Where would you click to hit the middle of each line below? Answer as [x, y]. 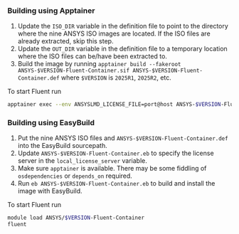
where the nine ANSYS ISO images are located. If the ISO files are [114, 33]
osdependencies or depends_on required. [75, 176]
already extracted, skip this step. [65, 41]
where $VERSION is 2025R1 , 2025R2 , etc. [116, 78]
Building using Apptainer [51, 11]
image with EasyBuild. [50, 191]
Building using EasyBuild [51, 123]
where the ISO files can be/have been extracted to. [92, 56]
